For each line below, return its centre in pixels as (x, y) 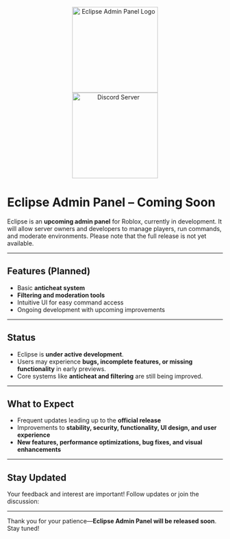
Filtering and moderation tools (61, 295)
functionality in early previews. (61, 369)
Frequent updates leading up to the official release (89, 420)
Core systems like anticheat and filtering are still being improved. (110, 376)
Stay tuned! (23, 529)
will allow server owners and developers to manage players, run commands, (114, 228)
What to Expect (40, 404)
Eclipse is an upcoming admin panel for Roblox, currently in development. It (115, 221)
